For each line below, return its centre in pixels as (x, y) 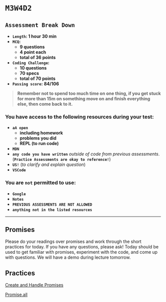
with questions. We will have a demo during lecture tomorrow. (68, 257)
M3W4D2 (19, 8)
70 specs (29, 73)
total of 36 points (38, 57)
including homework (41, 133)
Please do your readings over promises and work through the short (73, 241)
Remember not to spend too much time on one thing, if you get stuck (89, 93)
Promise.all (17, 295)
